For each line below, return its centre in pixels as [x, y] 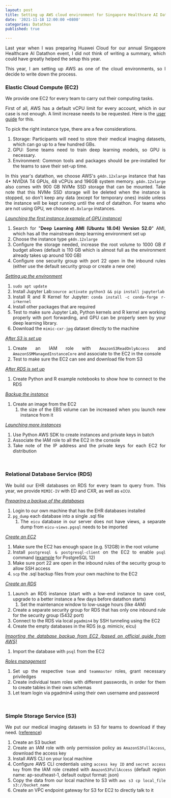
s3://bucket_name [31, 785]
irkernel [22, 302]
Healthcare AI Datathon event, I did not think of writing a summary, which [85, 54]
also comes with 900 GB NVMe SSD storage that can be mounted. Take [85, 187]
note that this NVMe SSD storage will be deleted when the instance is [85, 192]
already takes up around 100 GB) [47, 255]
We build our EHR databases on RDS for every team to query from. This [85, 485]
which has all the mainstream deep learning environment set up [79, 234]
